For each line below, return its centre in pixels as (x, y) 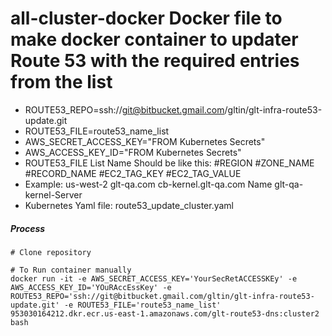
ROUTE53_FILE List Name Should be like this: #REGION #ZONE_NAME (169, 163)
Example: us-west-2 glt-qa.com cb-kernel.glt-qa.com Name (148, 184)
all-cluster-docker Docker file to (146, 18)
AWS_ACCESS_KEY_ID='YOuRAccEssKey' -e (91, 287)
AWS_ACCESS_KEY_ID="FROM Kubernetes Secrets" (133, 152)
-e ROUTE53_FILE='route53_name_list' (142, 305)
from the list (61, 82)
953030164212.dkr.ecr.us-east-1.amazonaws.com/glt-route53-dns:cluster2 (165, 313)
